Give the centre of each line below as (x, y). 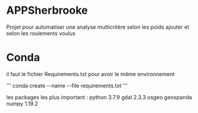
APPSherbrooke (47, 10)
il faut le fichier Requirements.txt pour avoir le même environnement (91, 74)
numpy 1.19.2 (22, 103)
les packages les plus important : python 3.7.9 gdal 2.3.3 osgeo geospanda (99, 97)
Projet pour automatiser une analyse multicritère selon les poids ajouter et (98, 27)
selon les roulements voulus (41, 33)
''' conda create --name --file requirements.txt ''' (67, 85)
